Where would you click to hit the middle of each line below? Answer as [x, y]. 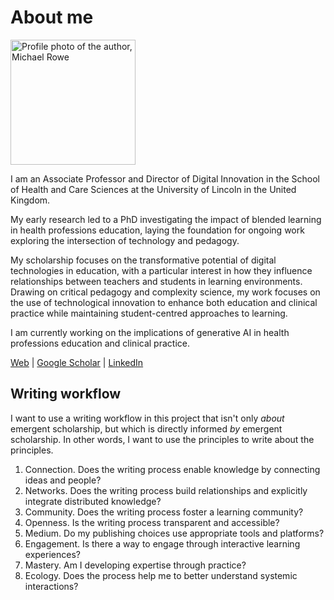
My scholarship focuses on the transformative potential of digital [143, 260]
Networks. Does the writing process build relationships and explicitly [166, 490]
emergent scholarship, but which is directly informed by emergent [146, 428]
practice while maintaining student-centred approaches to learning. [149, 313]
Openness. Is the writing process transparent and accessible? [152, 522]
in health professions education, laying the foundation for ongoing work [157, 230]
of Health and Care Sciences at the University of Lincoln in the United [153, 189]
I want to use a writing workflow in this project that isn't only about [147, 418]
